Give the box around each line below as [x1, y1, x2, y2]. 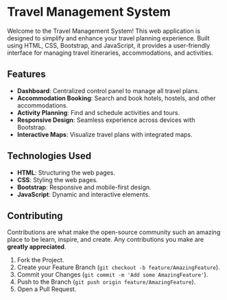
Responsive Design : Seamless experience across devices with [16, 116, 195, 124]
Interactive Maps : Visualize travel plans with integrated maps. [16, 130, 193, 138]
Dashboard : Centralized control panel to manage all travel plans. [16, 86, 200, 95]
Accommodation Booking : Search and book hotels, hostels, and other [16, 94, 216, 102]
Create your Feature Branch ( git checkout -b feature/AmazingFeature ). [16, 263, 221, 271]
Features [7, 68, 46, 80]
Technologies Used [7, 150, 91, 162]
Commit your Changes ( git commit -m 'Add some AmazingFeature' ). [16, 271, 208, 279]
